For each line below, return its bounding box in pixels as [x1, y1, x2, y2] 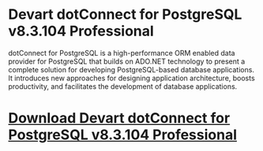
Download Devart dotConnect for [8, 109, 231, 127]
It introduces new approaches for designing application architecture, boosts [8, 73, 255, 83]
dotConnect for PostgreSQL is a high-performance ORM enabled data [8, 48, 235, 57]
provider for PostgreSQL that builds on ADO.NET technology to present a [8, 57, 246, 66]
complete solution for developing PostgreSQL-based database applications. [8, 64, 255, 74]
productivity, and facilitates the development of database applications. [8, 81, 238, 91]
